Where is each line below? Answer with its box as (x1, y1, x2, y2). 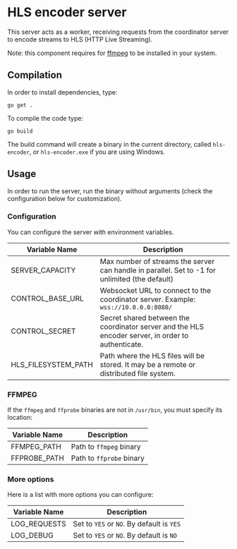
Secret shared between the (99, 313, 190, 322)
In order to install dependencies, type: (7, 88, 118, 96)
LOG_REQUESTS (11, 519, 67, 529)
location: (7, 414, 33, 422)
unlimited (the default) (99, 274, 174, 284)
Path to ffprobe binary (71, 453, 145, 463)
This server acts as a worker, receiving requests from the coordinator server (7, 28, 229, 36)
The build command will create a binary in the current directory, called (7, 140, 212, 148)
